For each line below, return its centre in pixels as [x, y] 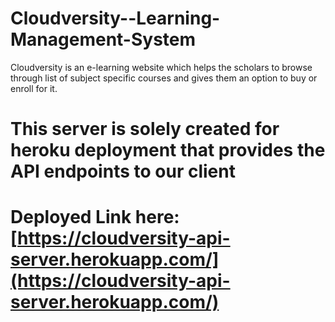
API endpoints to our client [123, 171]
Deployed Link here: [95, 217]
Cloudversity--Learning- [115, 18]
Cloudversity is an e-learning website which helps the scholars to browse [161, 67]
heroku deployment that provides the [168, 150]
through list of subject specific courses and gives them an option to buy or [164, 78]
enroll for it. [34, 88]
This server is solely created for [145, 129]
